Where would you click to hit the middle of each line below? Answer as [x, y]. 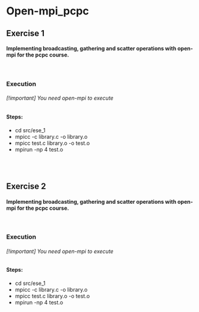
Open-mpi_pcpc [47, 11]
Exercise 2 [26, 186]
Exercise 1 [26, 33]
